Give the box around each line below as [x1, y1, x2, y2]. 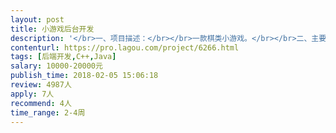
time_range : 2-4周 [10, 107, 86, 118]
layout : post [10, 14, 65, 25]
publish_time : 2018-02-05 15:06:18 [10, 71, 159, 81]
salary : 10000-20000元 [10, 61, 103, 71]
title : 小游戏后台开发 [10, 24, 95, 34]
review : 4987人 [10, 80, 72, 90]
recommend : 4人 [10, 98, 72, 108]
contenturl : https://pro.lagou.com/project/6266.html [10, 42, 240, 53]
